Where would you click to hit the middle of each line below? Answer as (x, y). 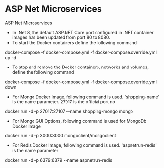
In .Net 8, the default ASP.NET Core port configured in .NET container (83, 32)
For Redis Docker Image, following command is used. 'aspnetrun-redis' (84, 145)
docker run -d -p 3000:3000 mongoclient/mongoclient (61, 135)
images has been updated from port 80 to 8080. (61, 37)
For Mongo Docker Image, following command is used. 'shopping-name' (86, 97)
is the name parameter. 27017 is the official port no (64, 101)
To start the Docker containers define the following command (74, 42)
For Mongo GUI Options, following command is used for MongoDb (79, 121)
